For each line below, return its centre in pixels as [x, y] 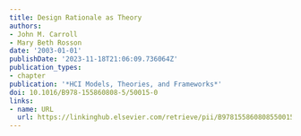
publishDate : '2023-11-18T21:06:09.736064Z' [94, 59]
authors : [26, 26]
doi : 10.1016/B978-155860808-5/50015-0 [84, 92]
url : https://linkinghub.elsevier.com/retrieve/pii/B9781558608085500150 [158, 117]
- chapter [28, 76]
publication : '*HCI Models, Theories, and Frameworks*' [116, 84]
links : [21, 101]
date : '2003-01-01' [46, 51]
